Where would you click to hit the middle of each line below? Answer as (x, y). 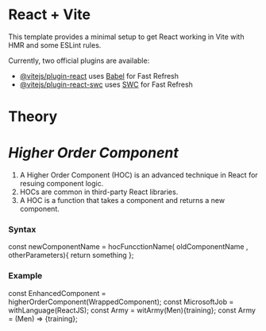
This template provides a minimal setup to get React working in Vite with (126, 37)
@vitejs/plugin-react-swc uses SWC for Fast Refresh (106, 84)
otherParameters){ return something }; (71, 255)
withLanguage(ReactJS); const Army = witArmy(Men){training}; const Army (132, 310)
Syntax (22, 229)
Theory (33, 117)
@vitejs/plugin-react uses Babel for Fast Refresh (99, 76)
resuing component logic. (62, 184)
